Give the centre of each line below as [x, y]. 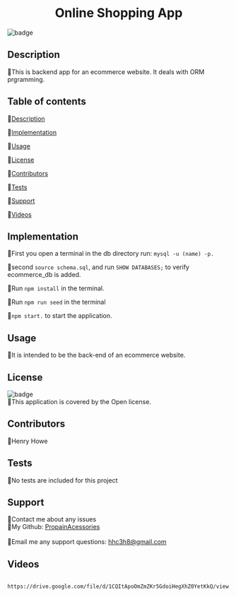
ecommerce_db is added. [44, 275]
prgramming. [26, 79]
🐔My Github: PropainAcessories [54, 527]
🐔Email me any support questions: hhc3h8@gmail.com [87, 542]
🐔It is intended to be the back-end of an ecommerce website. [96, 355]
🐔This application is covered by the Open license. [79, 402]
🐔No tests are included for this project [63, 480]
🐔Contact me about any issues [52, 519]
